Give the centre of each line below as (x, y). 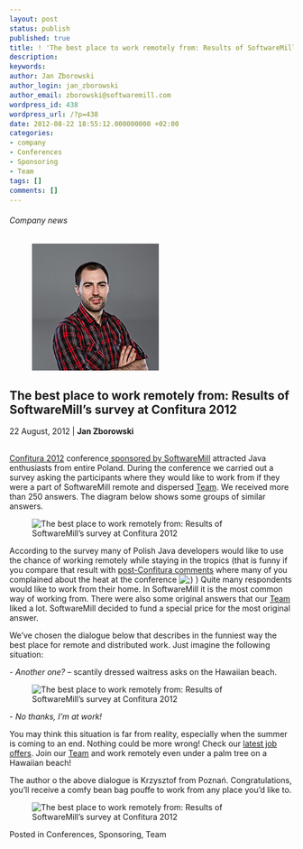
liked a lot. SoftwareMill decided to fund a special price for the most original (150, 608)
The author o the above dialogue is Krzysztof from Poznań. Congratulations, (151, 780)
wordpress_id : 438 (44, 105)
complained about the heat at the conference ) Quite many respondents (151, 580)
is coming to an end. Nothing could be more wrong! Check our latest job (143, 743)
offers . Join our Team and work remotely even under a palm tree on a (138, 753)
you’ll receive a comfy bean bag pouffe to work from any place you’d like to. (151, 790)
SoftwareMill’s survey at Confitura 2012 (123, 409)
